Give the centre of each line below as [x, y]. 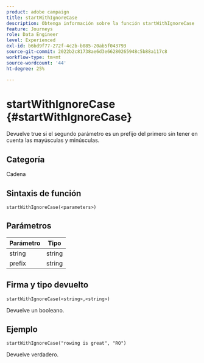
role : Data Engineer [33, 35]
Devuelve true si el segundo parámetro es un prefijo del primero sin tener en [102, 134]
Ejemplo [22, 329]
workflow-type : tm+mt [34, 57]
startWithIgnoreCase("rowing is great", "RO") [66, 344]
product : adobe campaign [38, 12]
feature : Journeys [30, 29]
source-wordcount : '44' [37, 63]
